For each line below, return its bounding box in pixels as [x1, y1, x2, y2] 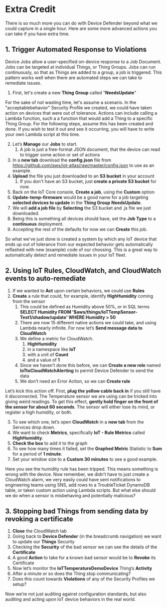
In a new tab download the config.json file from [12, 157, 111, 163]
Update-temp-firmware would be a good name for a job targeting [12, 194, 149, 200]
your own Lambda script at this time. [5, 131, 80, 137]
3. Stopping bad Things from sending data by [5, 507, 149, 515]
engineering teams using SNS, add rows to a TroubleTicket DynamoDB [5, 482, 151, 488]
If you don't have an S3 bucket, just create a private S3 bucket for [19, 178, 157, 184]
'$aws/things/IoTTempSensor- [72, 309, 138, 315]
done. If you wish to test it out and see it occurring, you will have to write [5, 126, 155, 132]
